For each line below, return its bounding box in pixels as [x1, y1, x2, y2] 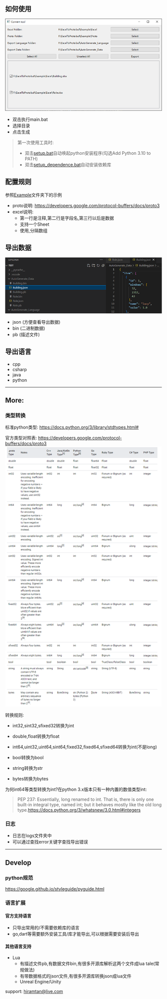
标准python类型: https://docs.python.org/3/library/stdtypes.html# [5, 424, 139, 431]
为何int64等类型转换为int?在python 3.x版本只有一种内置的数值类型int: [5, 786, 147, 793]
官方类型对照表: [5, 435, 37, 441]
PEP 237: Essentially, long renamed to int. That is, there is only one [17, 796, 154, 803]
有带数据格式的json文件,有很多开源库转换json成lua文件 [19, 973, 132, 979]
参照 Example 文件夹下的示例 [5, 192, 62, 198]
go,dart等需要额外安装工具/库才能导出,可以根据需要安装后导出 [12, 931, 139, 937]
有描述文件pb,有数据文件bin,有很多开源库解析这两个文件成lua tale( [19, 961, 155, 967]
